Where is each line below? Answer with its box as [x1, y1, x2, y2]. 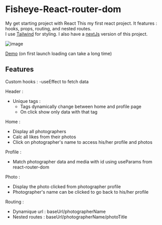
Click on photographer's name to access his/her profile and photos [12, 139, 153, 145]
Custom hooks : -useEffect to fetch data [5, 78, 89, 84]
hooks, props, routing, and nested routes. [5, 25, 92, 31]
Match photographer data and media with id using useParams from [12, 158, 153, 164]
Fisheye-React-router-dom [5, 4, 121, 15]
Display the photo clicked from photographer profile [12, 183, 121, 190]
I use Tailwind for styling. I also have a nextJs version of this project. [5, 31, 148, 37]
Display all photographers [12, 128, 67, 134]
